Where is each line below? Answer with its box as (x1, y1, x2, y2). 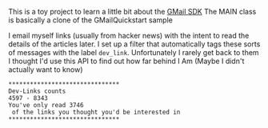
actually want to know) (8, 65, 83, 74)
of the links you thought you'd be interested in (11, 108, 181, 116)
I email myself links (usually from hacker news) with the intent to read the (8, 31, 250, 40)
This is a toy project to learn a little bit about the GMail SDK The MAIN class (8, 7, 257, 16)
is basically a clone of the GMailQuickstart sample (8, 15, 174, 25)
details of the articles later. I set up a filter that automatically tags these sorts (8, 39, 261, 49)
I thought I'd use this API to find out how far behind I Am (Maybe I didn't (8, 56, 245, 66)
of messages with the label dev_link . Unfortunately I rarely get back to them (8, 48, 259, 57)
